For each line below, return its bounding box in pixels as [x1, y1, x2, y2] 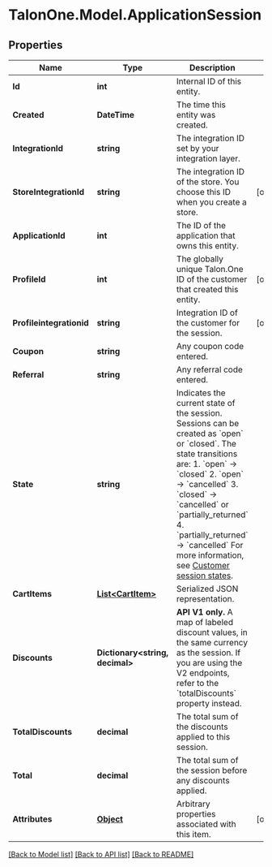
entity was [176, 110, 216, 120]
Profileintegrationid [12, 317, 89, 328]
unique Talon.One [176, 264, 244, 274]
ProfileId [12, 274, 46, 285]
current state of [176, 398, 236, 408]
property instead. [176, 698, 242, 709]
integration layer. [176, 153, 241, 164]
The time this [176, 99, 227, 110]
